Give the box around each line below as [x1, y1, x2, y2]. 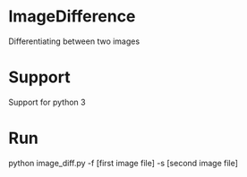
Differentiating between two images [8, 36, 141, 46]
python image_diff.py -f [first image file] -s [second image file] [8, 157, 239, 168]
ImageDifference [8, 6, 136, 27]
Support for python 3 [8, 97, 86, 107]
